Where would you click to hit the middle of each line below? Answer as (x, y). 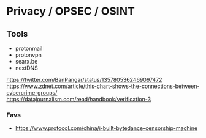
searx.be (26, 61)
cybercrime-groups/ (32, 93)
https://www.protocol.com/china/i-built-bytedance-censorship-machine (106, 128)
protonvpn (28, 55)
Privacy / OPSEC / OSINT (71, 11)
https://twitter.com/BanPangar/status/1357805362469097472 (84, 80)
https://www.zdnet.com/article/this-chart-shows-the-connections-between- (103, 86)
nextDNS (27, 68)
